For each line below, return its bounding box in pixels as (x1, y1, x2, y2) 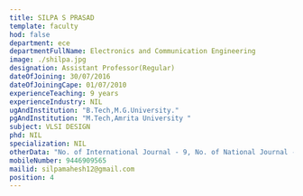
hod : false (9, 30, 50, 39)
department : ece (9, 38, 70, 48)
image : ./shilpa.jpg (9, 55, 87, 64)
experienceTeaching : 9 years (9, 89, 119, 98)
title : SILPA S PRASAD (9, 13, 95, 23)
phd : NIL (9, 131, 42, 140)
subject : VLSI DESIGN (9, 123, 91, 132)
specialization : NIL (9, 139, 87, 148)
